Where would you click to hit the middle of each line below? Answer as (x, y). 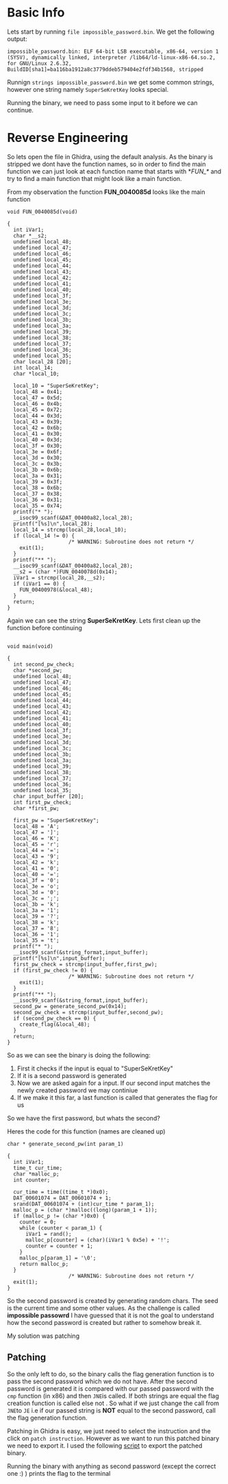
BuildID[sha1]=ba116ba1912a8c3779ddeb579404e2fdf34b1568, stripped (105, 69)
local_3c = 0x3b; (38, 464)
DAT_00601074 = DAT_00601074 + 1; (62, 1198)
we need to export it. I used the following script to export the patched (105, 1446)
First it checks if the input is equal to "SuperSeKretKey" (95, 1068)
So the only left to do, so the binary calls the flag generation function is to (111, 1374)
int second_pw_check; (44, 664)
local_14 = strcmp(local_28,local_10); (70, 529)
